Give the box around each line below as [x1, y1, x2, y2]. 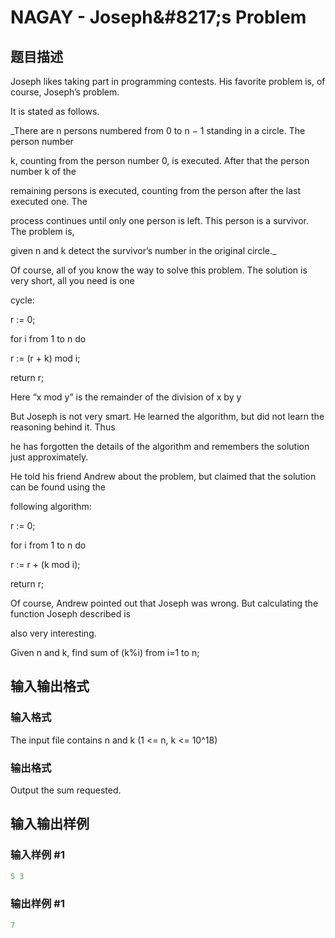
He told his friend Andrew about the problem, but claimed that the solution [10, 471, 317, 482]
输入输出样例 [10, 816, 90, 833]
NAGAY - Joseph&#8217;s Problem [10, 6, 307, 29]
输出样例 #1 [10, 897, 65, 911]
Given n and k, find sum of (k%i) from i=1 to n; [10, 647, 200, 658]
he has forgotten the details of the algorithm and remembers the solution [10, 441, 310, 452]
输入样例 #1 [10, 848, 65, 862]
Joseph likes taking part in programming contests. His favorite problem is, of [10, 76, 326, 87]
